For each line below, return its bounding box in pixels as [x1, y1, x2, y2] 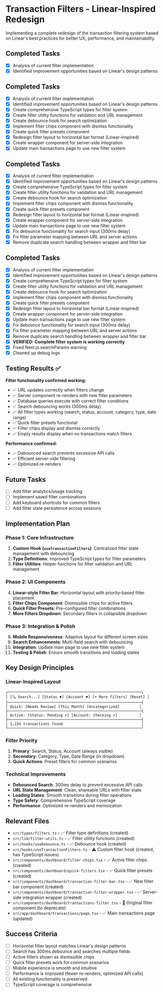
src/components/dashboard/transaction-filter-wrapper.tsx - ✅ [12, 889, 141, 895]
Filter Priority [5, 737, 38, 744]
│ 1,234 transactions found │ [5, 721, 144, 726]
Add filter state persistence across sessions [12, 505, 101, 511]
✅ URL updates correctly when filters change [12, 387, 104, 393]
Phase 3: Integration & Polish [5, 622, 75, 629]
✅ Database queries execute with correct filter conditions [12, 398, 129, 404]
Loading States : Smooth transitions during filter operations [12, 793, 132, 798]
